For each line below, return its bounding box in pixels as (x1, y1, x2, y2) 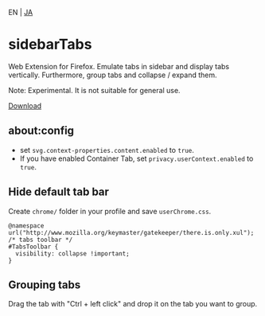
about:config (8, 124, 74, 138)
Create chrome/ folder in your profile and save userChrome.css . (8, 206, 212, 216)
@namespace (8, 221, 45, 230)
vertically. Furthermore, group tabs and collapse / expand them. (8, 70, 217, 80)
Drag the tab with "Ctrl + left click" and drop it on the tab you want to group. (8, 299, 258, 309)
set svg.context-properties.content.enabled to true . (19, 145, 195, 154)
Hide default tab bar (8, 185, 110, 199)
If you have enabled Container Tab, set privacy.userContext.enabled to (19, 154, 254, 163)
